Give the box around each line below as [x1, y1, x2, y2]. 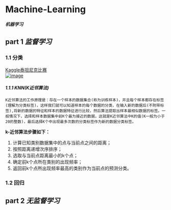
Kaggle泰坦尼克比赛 [5, 66, 47, 73]
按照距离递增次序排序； [12, 146, 62, 152]
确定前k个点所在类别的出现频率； [12, 158, 83, 165]
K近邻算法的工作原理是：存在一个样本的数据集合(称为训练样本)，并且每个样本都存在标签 [5, 97, 164, 103]
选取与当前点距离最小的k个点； [12, 152, 78, 158]
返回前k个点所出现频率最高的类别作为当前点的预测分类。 [12, 165, 132, 171]
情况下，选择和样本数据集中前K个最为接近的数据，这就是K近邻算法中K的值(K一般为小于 [9, 113, 165, 119]
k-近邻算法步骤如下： [5, 129, 50, 135]
